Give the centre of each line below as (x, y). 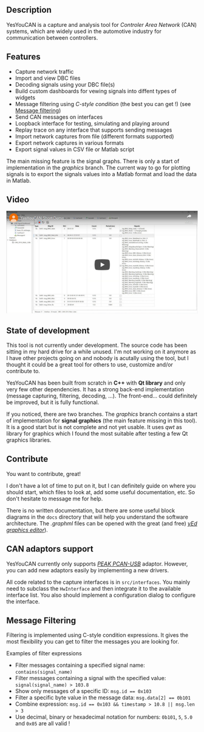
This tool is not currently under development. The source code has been (97, 345)
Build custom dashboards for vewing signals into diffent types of (96, 91)
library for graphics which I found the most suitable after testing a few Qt (97, 433)
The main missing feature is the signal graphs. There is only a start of (93, 161)
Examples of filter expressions (44, 653)
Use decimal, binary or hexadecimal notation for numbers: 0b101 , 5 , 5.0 (104, 717)
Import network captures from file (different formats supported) (94, 136)
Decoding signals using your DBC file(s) (65, 84)
